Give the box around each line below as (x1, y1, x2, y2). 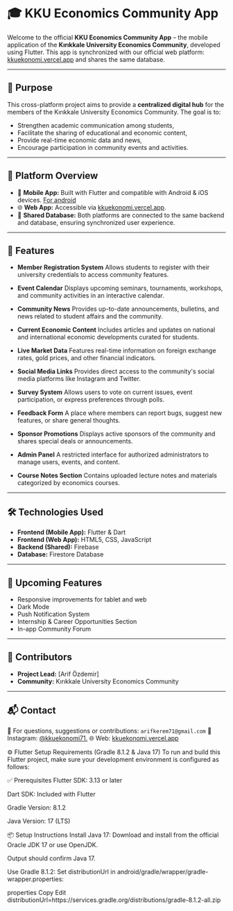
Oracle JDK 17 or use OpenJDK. (7, 840, 98, 849)
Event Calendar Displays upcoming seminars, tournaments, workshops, (17, 284, 223, 292)
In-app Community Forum (17, 625, 92, 633)
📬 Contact (7, 705, 56, 717)
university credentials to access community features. (17, 271, 169, 279)
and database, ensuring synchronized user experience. (17, 218, 175, 226)
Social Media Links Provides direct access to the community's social (17, 367, 215, 375)
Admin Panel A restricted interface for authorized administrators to (17, 450, 209, 459)
